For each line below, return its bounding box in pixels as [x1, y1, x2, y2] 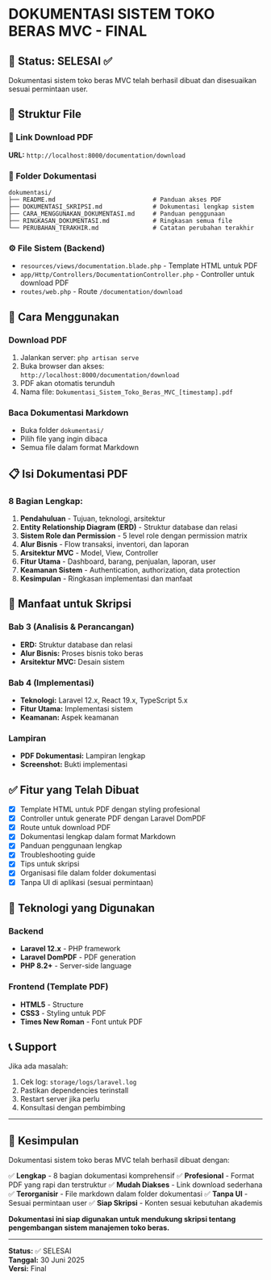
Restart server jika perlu [19, 1094, 100, 1104]
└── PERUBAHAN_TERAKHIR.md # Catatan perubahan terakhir [8, 224, 254, 232]
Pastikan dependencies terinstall [19, 1085, 129, 1095]
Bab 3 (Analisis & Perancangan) [8, 621, 135, 632]
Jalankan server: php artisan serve [19, 352, 140, 362]
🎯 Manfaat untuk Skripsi [8, 597, 131, 611]
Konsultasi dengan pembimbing [19, 1103, 126, 1113]
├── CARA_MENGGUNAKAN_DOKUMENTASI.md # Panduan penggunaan [8, 209, 226, 218]
